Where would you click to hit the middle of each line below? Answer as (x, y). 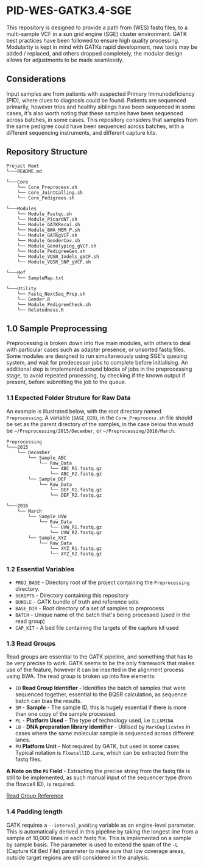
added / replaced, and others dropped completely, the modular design (94, 53)
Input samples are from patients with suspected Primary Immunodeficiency (100, 94)
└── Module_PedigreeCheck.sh (54, 305)
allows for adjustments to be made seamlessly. (65, 60)
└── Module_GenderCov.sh (49, 241)
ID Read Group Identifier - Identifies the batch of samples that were (100, 688)
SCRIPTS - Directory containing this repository (72, 595)
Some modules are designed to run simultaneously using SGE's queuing (97, 356)
